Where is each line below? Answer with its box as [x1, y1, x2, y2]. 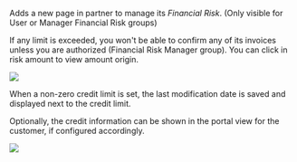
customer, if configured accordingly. [9, 126, 145, 136]
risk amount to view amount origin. [9, 54, 139, 64]
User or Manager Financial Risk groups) [9, 17, 158, 28]
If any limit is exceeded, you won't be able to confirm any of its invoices [9, 35, 276, 45]
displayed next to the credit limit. [9, 99, 131, 109]
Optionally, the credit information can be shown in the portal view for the [9, 116, 280, 126]
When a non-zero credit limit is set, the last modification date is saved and [9, 89, 286, 99]
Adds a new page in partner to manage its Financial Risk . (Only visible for [9, 8, 283, 18]
